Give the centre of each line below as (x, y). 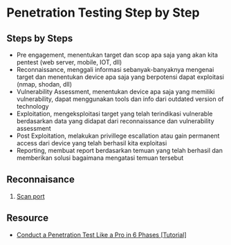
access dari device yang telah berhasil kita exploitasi (92, 143)
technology (33, 106)
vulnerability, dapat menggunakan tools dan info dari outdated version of (120, 99)
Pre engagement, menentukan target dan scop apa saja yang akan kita (117, 55)
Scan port (31, 196)
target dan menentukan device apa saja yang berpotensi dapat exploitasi (120, 77)
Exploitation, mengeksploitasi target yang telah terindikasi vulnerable (114, 114)
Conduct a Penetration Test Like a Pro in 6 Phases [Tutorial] (102, 235)
